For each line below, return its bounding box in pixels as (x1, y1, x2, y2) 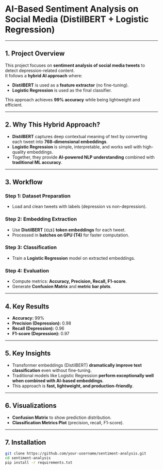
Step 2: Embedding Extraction (5, 216, 77, 222)
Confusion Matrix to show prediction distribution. (12, 415, 112, 420)
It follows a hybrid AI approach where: (5, 72, 82, 78)
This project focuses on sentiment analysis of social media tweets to (5, 62, 146, 68)
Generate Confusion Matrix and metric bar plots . (12, 284, 112, 289)
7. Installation (5, 438, 46, 446)
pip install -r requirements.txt (5, 460, 73, 465)
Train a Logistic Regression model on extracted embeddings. (12, 255, 135, 261)
